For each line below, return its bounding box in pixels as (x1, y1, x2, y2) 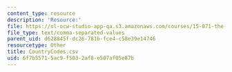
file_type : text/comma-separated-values (7, 29, 126, 36)
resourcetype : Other (7, 42, 67, 49)
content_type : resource (7, 10, 76, 17)
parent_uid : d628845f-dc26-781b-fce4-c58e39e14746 (7, 36, 156, 43)
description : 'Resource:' (7, 16, 81, 23)
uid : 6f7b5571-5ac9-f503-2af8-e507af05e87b (7, 55, 135, 62)
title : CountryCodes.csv (7, 49, 79, 56)
